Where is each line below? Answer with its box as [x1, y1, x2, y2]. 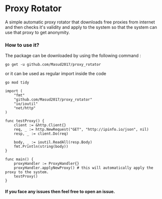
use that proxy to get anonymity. [5, 29, 70, 35]
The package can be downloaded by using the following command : [5, 53, 141, 59]
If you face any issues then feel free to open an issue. [5, 188, 115, 194]
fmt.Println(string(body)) [14, 144, 69, 149]
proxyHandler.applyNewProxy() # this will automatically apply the [14, 165, 153, 171]
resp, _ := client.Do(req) [14, 131, 69, 137]
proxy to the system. [5, 170, 49, 175]
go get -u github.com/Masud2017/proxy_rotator [5, 62, 101, 67]
